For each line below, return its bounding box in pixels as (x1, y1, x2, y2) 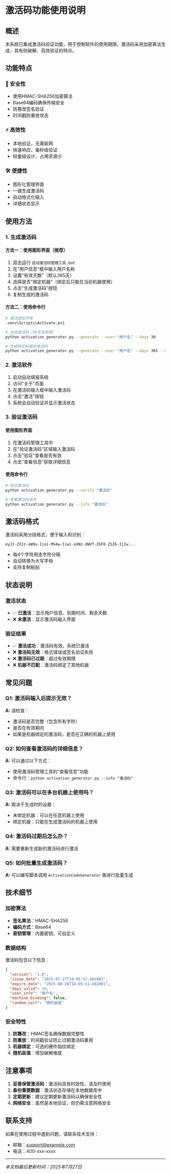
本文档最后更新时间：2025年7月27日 (5, 1163, 82, 1170)
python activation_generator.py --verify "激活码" (5, 487, 113, 493)
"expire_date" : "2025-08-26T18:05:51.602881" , (10, 981, 110, 987)
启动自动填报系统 (12, 374, 49, 380)
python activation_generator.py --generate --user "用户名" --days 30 (5, 334, 156, 340)
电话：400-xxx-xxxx (12, 1148, 56, 1154)
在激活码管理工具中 (12, 439, 53, 445)
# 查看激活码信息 (5, 497, 37, 502)
